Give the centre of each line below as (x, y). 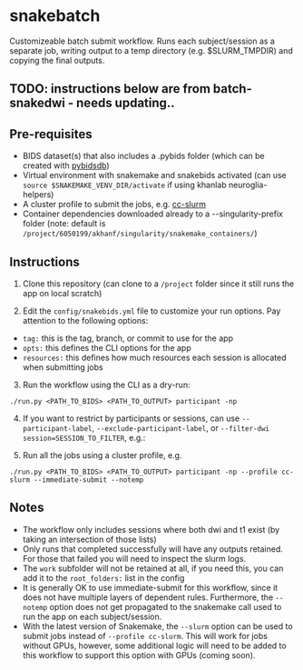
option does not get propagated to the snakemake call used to (166, 606)
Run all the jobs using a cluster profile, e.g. (102, 455)
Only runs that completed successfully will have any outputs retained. (152, 549)
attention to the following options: (85, 320)
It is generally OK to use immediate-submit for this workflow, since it (150, 587)
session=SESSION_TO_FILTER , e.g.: (84, 437)
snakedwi (38, 103)
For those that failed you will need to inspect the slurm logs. (134, 558)
